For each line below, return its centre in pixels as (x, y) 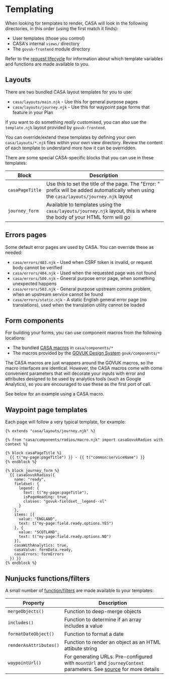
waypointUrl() (25, 663)
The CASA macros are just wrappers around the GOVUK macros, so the (79, 363)
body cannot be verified (37, 267)
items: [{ (25, 515)
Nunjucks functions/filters (48, 578)
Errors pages (26, 235)
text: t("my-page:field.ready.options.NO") (65, 537)
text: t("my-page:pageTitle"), (56, 493)
